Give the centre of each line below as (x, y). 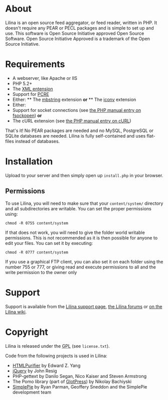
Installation (29, 162)
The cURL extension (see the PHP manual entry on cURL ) (72, 120)
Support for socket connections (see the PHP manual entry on (77, 110)
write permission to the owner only (41, 272)
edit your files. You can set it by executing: (49, 243)
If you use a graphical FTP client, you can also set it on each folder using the (84, 261)
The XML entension (33, 89)
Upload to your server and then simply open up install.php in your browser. (84, 175)
